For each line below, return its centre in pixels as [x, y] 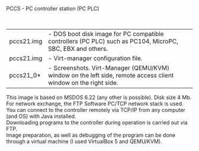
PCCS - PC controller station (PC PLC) [53, 9]
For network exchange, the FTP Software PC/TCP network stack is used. [95, 104]
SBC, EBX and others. [78, 49]
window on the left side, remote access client [111, 75]
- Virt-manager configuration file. [95, 58]
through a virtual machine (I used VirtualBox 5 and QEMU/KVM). [84, 141]
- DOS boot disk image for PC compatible [106, 34]
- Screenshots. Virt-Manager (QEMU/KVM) [109, 68]
